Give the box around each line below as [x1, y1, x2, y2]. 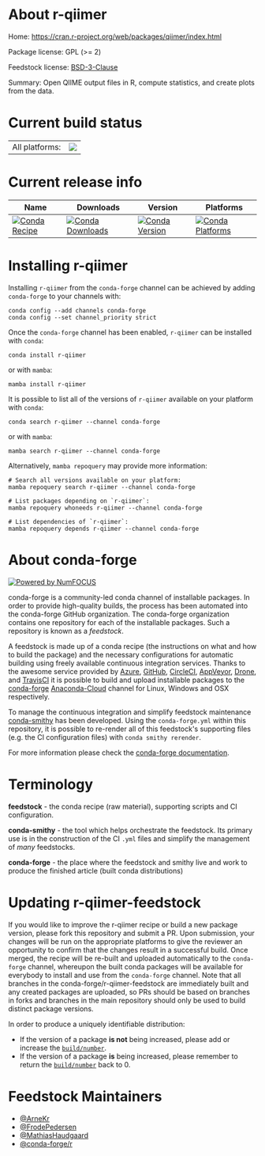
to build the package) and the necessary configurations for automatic [8, 650, 234, 659]
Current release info [8, 173, 143, 191]
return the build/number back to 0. [19, 1059, 131, 1069]
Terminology [8, 775, 93, 793]
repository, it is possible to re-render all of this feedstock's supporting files [8, 724, 251, 733]
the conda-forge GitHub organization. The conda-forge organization [8, 609, 230, 619]
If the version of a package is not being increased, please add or [19, 1034, 230, 1044]
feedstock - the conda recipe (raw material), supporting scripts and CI [8, 802, 238, 811]
